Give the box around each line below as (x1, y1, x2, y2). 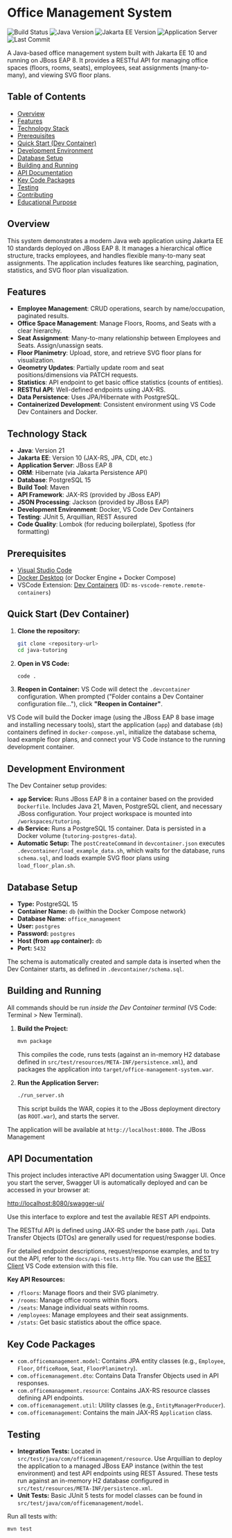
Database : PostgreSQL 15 (17, 476, 91, 484)
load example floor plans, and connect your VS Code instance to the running (7, 735, 226, 744)
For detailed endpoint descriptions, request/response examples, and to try (7, 1247, 220, 1255)
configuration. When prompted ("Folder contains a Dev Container (17, 692, 204, 701)
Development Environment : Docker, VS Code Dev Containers (17, 505, 194, 514)
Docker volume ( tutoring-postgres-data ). (17, 832, 137, 840)
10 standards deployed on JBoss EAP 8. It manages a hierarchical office (7, 244, 213, 252)
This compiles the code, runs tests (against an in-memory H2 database (17, 1050, 220, 1058)
